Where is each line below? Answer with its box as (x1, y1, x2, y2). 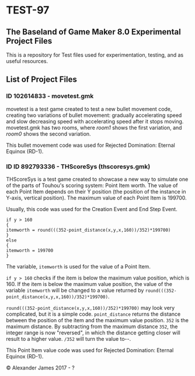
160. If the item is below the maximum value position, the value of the (6, 280, 172, 287)
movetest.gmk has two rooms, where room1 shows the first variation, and (6, 124, 182, 131)
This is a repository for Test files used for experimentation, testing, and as (6, 51, 184, 58)
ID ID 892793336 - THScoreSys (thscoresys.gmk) (6, 162, 151, 170)
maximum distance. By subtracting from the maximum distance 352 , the (6, 323, 178, 330)
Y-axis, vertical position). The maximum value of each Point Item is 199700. (6, 194, 187, 201)
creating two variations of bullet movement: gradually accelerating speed (6, 112, 182, 119)
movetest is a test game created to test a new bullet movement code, (6, 105, 172, 112)
